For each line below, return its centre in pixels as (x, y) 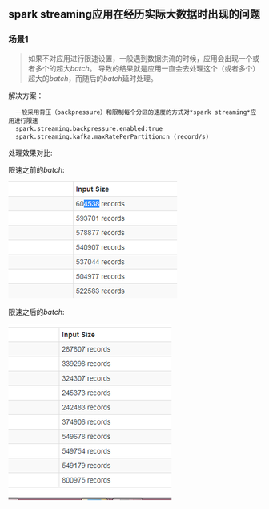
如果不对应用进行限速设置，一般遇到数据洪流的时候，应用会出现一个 (140, 58)
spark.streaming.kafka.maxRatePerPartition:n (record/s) (112, 136)
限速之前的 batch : (36, 169)
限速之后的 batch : (36, 312)
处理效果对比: (31, 153)
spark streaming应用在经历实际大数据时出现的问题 (134, 14)
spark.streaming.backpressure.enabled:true (89, 128)
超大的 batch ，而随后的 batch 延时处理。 (92, 78)
